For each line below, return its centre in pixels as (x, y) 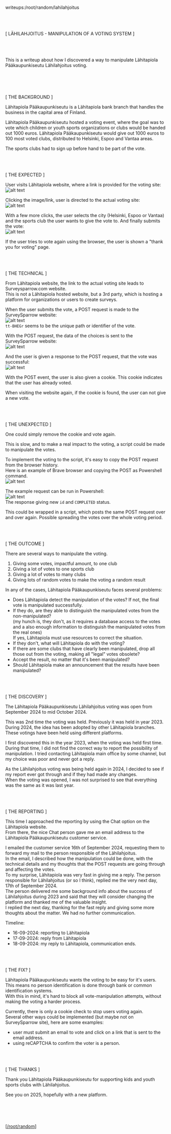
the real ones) (27, 632)
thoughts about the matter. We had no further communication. (70, 913)
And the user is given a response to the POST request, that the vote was (81, 356)
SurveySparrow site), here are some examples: (54, 1022)
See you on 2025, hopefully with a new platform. (56, 1095)
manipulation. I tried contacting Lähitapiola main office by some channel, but (86, 754)
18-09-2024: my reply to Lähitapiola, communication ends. (74, 944)
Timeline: (15, 923)
